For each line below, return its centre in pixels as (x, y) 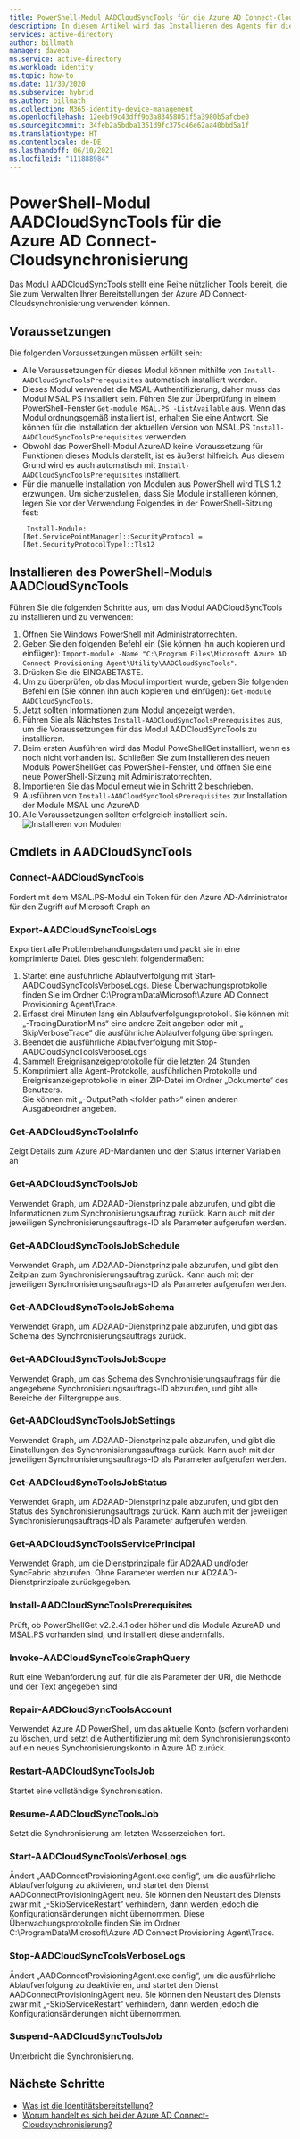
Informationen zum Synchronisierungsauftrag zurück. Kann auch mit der (142, 1213)
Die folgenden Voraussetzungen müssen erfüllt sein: (106, 353)
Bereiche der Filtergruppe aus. (66, 1398)
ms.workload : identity (51, 68)
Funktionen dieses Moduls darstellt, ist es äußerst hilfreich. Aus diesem (153, 455)
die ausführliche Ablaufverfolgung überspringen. (184, 1033)
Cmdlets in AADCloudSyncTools (101, 852)
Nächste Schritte (57, 2084)
